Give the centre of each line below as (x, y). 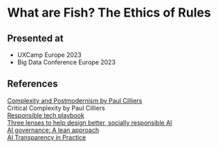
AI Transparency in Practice (47, 137)
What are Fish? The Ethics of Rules (109, 13)
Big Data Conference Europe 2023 (66, 62)
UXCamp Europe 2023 (49, 55)
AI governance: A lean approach (53, 130)
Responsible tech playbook (46, 115)
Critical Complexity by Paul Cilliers (56, 108)
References (33, 84)
